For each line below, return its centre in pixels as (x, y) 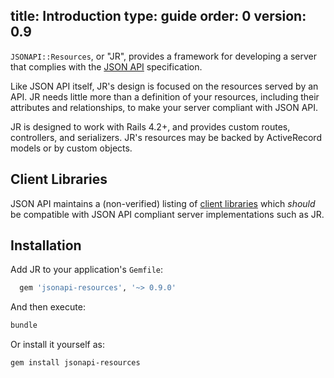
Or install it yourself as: (57, 345)
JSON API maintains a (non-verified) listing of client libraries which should (163, 203)
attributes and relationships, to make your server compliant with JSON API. (164, 107)
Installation (46, 245)
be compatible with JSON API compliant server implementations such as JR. (167, 214)
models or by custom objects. (71, 148)
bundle (24, 325)
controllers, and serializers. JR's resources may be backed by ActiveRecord (166, 137)
